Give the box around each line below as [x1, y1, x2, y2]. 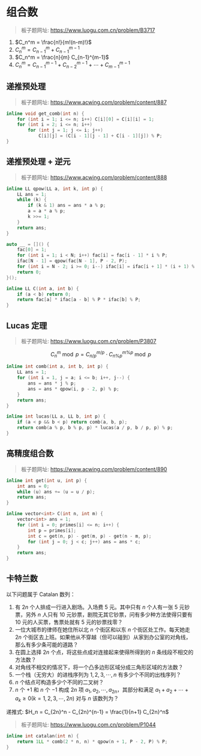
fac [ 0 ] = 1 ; [17, 247, 47, 253]
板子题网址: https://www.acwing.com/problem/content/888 [20, 174, 167, 181]
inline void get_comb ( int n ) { [6, 111, 85, 117]
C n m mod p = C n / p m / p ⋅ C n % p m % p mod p [50, 350, 152, 359]
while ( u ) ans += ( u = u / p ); [17, 489, 95, 495]
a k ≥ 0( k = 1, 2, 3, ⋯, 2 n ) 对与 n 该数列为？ [14, 695, 119, 703]
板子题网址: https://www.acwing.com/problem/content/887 [20, 99, 167, 106]
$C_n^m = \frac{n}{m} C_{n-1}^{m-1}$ [14, 53, 109, 61]
